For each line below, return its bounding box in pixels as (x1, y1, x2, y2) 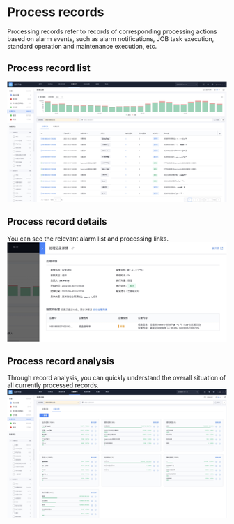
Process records (7, 4, 104, 20)
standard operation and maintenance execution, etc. (7, 42, 157, 50)
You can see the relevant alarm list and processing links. (7, 234, 169, 243)
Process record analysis (7, 355, 115, 367)
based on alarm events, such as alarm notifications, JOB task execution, (7, 34, 214, 43)
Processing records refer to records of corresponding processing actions (7, 27, 217, 36)
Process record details (7, 216, 107, 227)
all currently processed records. (7, 381, 99, 389)
